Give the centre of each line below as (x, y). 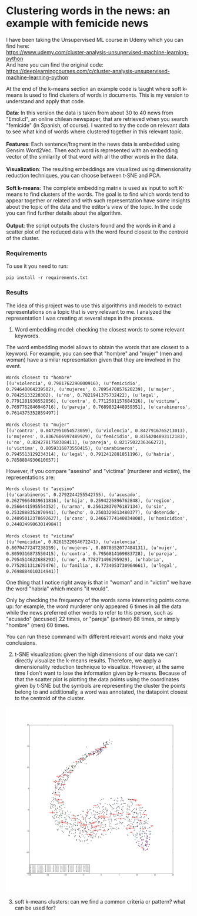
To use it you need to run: (37, 266)
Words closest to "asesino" (41, 489)
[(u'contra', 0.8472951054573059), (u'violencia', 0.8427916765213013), (97, 431)
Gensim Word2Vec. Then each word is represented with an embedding (92, 150)
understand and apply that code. (46, 101)
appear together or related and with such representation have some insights (98, 200)
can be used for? (35, 908)
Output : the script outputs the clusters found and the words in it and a (91, 225)
